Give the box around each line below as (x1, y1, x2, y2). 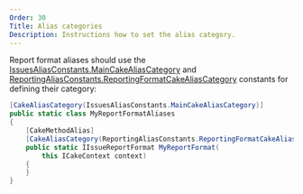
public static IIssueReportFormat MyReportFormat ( (25, 143, 220, 152)
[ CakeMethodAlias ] (25, 126, 95, 135)
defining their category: (9, 83, 97, 95)
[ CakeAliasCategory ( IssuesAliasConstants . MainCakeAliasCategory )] (9, 101, 264, 110)
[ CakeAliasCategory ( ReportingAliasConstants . (25, 134, 200, 143)
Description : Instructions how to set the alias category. (9, 30, 236, 39)
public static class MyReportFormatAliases (9, 109, 176, 118)
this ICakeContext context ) (41, 151, 147, 161)
